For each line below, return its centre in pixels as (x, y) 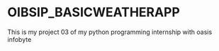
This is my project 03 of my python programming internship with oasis (110, 32)
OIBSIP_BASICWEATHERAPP (94, 12)
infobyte (19, 39)
